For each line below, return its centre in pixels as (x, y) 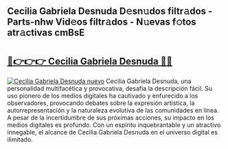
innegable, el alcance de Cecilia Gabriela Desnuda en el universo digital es (113, 132)
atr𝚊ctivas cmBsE (46, 33)
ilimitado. (20, 139)
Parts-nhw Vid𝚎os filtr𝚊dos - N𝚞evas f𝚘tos (102, 22)
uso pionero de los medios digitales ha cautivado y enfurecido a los (103, 96)
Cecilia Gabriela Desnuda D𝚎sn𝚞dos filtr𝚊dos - (110, 11)
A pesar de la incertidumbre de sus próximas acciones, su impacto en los (111, 117)
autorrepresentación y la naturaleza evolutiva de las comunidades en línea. (113, 110)
